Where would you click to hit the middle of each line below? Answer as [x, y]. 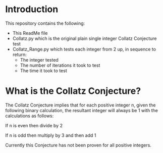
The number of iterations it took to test [60, 65]
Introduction [32, 9]
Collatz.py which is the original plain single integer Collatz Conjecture [85, 38]
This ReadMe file [30, 33]
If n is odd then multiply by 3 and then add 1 [51, 135]
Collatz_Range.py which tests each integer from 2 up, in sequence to [84, 49]
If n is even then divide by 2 [34, 125]
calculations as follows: [30, 116]
